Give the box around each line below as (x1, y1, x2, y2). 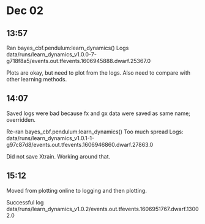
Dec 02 (6, 4, 44, 18)
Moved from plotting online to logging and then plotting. (6, 187, 147, 194)
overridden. (6, 116, 35, 123)
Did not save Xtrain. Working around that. (6, 152, 111, 160)
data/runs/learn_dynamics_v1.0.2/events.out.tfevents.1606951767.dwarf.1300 (6, 205, 199, 212)
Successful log (6, 198, 44, 206)
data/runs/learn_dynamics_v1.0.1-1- (6, 134, 95, 141)
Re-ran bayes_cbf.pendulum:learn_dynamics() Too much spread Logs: (6, 128, 184, 135)
